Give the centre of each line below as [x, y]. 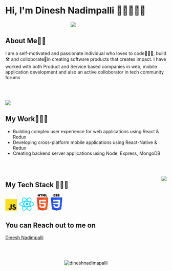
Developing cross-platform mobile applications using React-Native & [85, 142]
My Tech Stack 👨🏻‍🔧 [37, 185]
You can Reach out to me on [51, 225]
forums [13, 77]
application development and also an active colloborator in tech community [85, 72]
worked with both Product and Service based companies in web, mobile [81, 66]
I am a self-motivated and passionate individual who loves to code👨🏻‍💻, [80, 53]
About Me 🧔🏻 [26, 41]
